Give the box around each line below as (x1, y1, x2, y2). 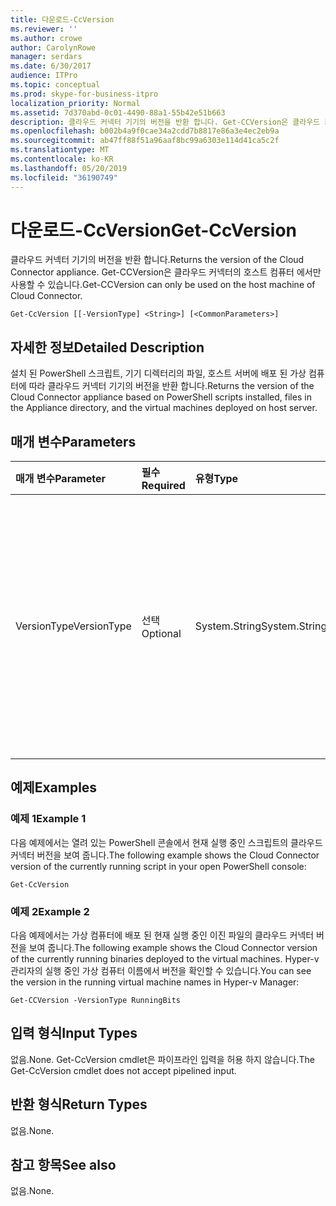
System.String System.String (194, 619, 328, 633)
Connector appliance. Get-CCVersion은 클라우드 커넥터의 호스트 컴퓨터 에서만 (10, 266, 322, 278)
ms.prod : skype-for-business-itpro (10, 89, 159, 99)
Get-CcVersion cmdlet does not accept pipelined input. (10, 1064, 237, 1076)
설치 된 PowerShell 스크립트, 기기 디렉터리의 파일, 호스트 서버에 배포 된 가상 (10, 367, 307, 380)
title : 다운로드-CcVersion (10, 14, 115, 25)
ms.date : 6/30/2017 (10, 61, 92, 71)
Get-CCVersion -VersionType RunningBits (10, 996, 182, 1006)
